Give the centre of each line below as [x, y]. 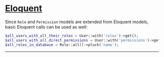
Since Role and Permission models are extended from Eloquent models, [77, 22]
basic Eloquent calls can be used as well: [46, 27]
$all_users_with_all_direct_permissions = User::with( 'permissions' [76, 40]
